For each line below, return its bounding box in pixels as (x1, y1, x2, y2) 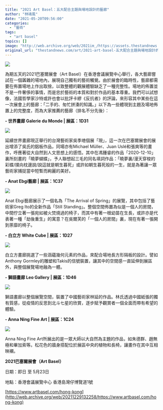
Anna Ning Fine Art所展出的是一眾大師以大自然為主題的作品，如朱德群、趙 (5, 335, 154, 341)
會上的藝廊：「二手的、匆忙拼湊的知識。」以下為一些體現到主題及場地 (17, 101, 154, 107)
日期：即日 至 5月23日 (5, 369, 49, 374)
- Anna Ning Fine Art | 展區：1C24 (5, 316, 74, 322)
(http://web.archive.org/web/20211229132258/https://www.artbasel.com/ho (5, 394, 157, 400)
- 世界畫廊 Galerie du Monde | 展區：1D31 (5, 118, 89, 124)
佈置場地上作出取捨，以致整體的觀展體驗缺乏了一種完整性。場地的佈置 (13, 83, 154, 89)
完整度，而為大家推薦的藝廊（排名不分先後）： (17, 108, 109, 113)
